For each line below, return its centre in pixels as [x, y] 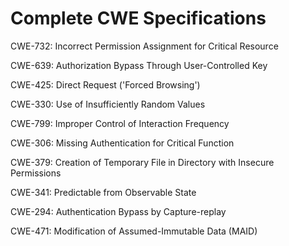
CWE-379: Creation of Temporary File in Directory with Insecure [142, 162]
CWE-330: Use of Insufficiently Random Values [108, 104]
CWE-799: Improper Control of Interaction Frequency [120, 123]
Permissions [36, 173]
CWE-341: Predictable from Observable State [103, 192]
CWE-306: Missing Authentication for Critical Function [122, 143]
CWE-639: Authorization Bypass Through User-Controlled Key [139, 65]
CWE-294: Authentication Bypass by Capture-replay [118, 211]
